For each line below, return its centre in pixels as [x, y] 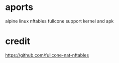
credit [18, 41]
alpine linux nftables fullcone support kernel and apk [59, 21]
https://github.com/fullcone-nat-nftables [47, 55]
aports [19, 7]
